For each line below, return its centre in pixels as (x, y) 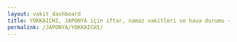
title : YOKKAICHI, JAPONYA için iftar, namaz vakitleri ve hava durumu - (119, 21)
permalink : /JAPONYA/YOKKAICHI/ (55, 27)
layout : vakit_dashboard (44, 14)
